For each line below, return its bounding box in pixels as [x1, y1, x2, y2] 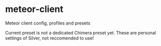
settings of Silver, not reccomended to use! [5, 35, 94, 41]
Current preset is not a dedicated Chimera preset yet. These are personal [5, 29, 156, 35]
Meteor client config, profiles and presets [5, 20, 90, 26]
